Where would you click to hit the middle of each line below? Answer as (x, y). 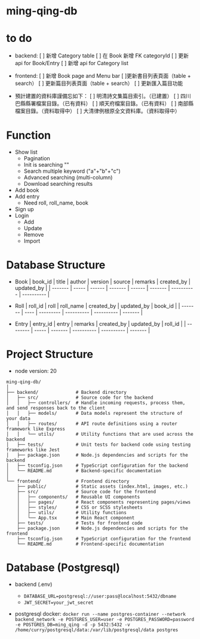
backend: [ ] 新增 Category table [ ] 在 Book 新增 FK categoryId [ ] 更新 (102, 56)
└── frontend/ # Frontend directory (68, 481)
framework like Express (36, 429)
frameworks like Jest (33, 450)
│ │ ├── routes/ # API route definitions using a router (92, 424)
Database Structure (56, 265)
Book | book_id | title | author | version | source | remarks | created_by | (103, 282)
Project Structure (50, 354)
